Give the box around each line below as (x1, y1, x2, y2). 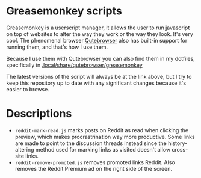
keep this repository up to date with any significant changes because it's (6, 79, 187, 87)
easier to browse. (6, 85, 49, 93)
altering (14, 146, 34, 153)
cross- (171, 146, 188, 153)
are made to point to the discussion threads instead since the (14, 140, 167, 147)
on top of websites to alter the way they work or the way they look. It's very (6, 30, 194, 37)
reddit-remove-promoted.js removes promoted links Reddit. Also (14, 158, 176, 166)
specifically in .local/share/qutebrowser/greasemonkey (6, 61, 143, 69)
